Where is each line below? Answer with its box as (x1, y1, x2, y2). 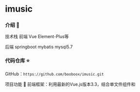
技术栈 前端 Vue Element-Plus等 (5, 34, 69, 39)
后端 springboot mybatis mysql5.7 (5, 44, 73, 50)
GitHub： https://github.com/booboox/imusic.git (5, 71, 104, 76)
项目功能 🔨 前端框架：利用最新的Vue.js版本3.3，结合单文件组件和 (5, 81, 136, 87)
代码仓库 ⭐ (5, 57, 30, 64)
